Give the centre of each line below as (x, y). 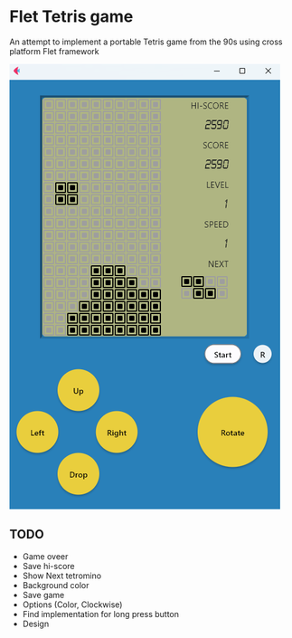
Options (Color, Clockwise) (72, 605)
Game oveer (45, 556)
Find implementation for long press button (100, 614)
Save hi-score (48, 566)
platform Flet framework (54, 51)
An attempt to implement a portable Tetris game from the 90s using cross (146, 42)
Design (36, 624)
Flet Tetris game (71, 17)
